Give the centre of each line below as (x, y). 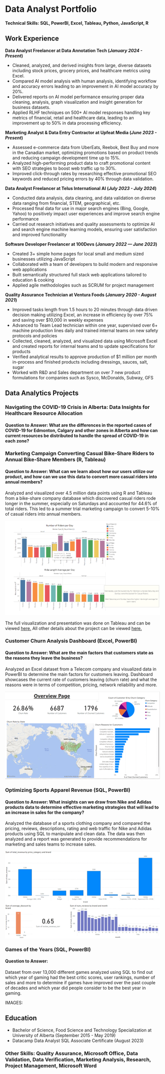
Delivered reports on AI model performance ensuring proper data (78, 97)
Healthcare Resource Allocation (44, 413)
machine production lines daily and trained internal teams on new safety (85, 330)
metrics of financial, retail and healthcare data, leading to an (73, 117)
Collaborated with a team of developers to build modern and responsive (85, 264)
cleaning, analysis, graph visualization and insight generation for (77, 102)
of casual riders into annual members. (43, 514)
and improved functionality (39, 234)
